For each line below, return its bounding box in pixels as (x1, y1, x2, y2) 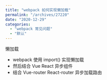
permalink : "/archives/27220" (5, 12, 70, 17)
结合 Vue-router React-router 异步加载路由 (12, 69, 102, 75)
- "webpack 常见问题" (10, 26, 52, 32)
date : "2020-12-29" (5, 17, 47, 22)
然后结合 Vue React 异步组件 (12, 63, 73, 69)
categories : (5, 21, 31, 27)
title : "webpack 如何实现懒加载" (5, 7, 71, 13)
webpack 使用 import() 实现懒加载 (12, 57, 84, 63)
